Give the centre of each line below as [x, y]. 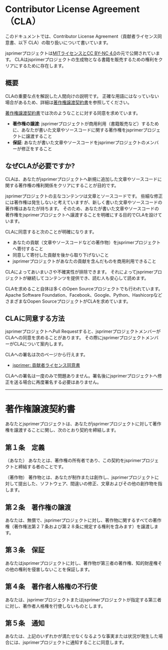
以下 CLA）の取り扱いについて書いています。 [64, 42]
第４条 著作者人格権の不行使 [51, 587]
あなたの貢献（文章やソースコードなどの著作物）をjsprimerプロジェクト [86, 242]
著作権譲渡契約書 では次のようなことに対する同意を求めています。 [73, 113]
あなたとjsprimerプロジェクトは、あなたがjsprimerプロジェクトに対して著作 [83, 424]
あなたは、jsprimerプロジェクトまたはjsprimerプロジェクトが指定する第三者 [83, 599]
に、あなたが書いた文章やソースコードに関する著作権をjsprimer [78, 130]
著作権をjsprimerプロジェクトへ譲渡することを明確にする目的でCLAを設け [81, 214]
